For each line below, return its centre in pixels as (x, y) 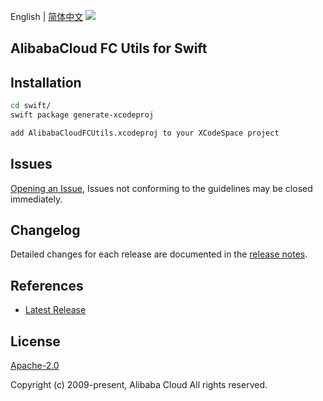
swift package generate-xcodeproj (82, 115)
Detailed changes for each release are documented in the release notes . (159, 254)
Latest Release (55, 310)
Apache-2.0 (35, 366)
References (47, 285)
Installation (46, 82)
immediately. (36, 199)
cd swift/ (31, 106)
